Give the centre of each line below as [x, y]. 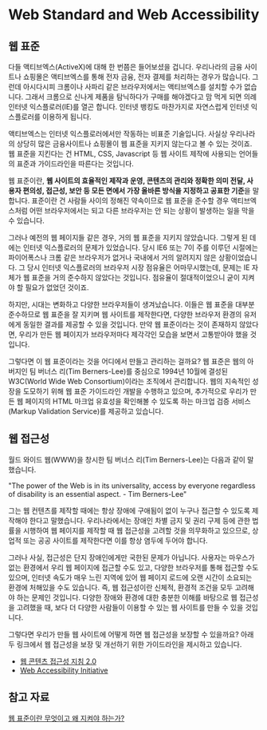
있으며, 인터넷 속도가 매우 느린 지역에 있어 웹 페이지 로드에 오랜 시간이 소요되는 [130, 577]
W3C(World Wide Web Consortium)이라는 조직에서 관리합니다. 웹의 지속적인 [130, 381]
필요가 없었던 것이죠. [57, 288]
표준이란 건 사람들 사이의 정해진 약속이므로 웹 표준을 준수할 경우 [130, 200]
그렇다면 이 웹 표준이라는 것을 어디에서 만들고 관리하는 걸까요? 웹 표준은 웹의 [127, 361]
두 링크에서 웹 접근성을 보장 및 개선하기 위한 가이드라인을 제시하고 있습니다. [125, 644]
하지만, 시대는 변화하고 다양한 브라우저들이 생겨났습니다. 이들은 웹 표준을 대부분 [132, 304]
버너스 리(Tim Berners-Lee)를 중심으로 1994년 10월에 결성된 [133, 371]
